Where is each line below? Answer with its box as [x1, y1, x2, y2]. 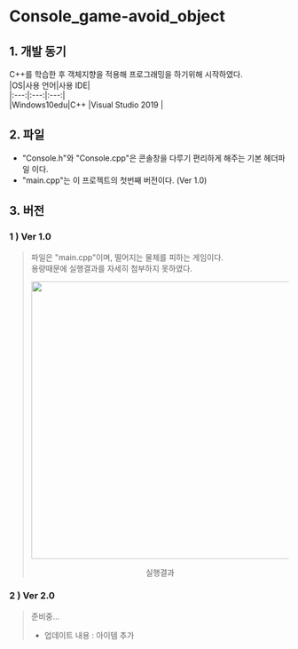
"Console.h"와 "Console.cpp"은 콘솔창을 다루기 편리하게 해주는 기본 [21, 153, 263, 163]
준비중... [30, 611, 60, 621]
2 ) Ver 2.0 [9, 590, 56, 602]
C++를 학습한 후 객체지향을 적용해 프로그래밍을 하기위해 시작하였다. [9, 69, 243, 79]
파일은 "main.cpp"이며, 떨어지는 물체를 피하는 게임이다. [30, 251, 224, 263]
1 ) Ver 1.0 [9, 231, 51, 243]
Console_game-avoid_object [9, 6, 226, 27]
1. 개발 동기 [9, 44, 67, 59]
